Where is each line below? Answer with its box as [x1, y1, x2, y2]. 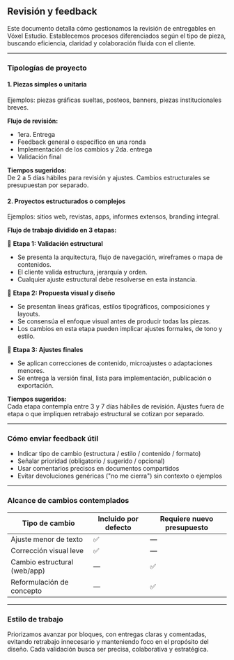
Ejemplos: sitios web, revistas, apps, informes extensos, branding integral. [7, 212, 221, 221]
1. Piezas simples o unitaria [7, 80, 87, 89]
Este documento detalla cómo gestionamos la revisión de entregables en [7, 24, 216, 32]
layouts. [17, 310, 40, 318]
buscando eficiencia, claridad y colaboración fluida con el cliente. [7, 38, 196, 47]
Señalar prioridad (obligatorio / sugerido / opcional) [17, 457, 165, 465]
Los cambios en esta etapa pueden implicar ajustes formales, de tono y [17, 325, 223, 333]
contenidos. [17, 261, 52, 269]
